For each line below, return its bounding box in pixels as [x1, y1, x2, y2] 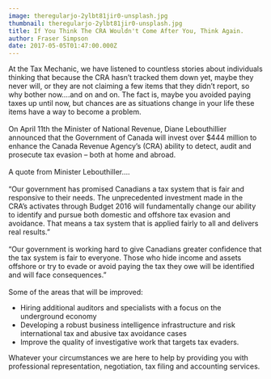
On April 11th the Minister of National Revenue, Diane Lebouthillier [8, 124, 227, 134]
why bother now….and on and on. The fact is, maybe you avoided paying [8, 90, 252, 99]
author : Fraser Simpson [8, 34, 89, 43]
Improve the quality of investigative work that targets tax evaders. [19, 337, 239, 347]
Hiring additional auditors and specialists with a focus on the [19, 303, 222, 313]
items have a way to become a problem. [8, 107, 142, 117]
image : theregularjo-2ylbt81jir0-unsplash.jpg [8, 11, 168, 20]
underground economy [19, 312, 97, 322]
